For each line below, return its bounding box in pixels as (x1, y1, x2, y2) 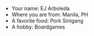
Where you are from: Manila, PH (11, 11, 88, 18)
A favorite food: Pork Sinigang (11, 17, 84, 24)
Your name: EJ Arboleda (11, 5, 70, 12)
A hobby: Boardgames (11, 23, 66, 30)
